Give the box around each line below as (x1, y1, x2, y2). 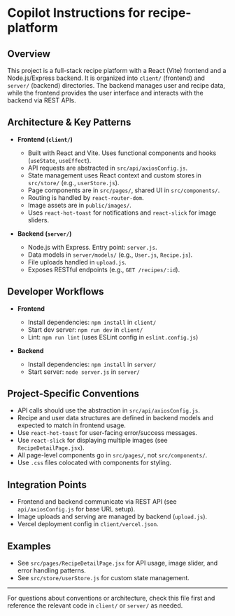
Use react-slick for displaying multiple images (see (17, 436, 168, 445)
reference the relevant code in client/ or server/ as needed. (7, 601, 183, 610)
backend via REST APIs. (7, 96, 77, 105)
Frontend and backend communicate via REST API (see (17, 497, 177, 506)
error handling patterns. (17, 566, 86, 575)
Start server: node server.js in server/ (27, 367, 141, 376)
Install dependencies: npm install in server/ (27, 360, 157, 368)
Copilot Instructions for (7, 5, 145, 21)
